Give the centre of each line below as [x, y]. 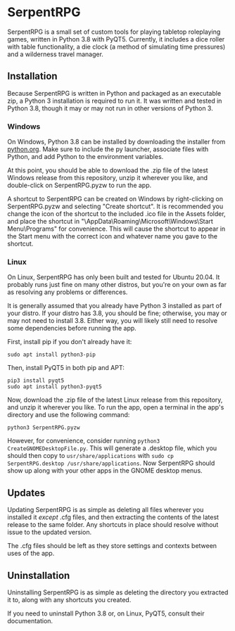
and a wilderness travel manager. [56, 54]
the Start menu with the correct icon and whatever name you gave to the [113, 236]
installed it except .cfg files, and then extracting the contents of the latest [113, 517]
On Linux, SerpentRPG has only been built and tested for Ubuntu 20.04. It [114, 277]
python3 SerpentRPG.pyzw [44, 428]
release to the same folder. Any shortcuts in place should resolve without [113, 525]
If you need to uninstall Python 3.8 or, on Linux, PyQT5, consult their [106, 613]
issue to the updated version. [50, 533]
